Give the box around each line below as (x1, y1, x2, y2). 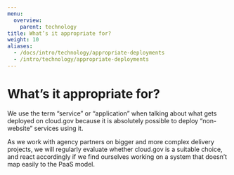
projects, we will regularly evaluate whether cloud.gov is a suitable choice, (7, 145, 223, 153)
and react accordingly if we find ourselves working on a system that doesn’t (7, 152, 227, 161)
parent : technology (20, 23, 77, 30)
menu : (7, 10, 23, 17)
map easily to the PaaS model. (7, 160, 95, 168)
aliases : (7, 43, 33, 50)
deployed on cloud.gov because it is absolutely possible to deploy (7, 116, 199, 125)
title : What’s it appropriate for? (7, 29, 112, 37)
